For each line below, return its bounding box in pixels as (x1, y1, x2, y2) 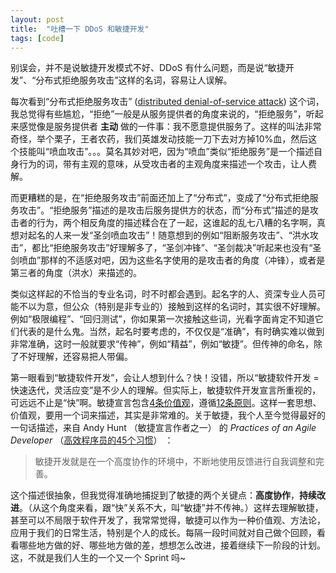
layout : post (10, 14, 65, 25)
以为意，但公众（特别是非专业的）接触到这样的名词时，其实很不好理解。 (27, 301, 326, 313)
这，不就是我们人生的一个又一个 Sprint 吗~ (10, 552, 187, 564)
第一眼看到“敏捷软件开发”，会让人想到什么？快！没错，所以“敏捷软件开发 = (10, 372, 320, 384)
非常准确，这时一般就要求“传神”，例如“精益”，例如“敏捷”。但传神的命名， (10, 338, 314, 350)
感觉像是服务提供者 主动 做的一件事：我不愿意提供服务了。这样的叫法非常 (18, 121, 322, 133)
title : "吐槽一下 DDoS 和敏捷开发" (10, 24, 150, 34)
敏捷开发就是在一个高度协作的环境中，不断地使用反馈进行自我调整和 (34, 456, 316, 468)
